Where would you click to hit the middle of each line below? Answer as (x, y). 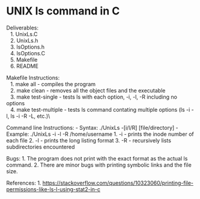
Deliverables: (23, 28)
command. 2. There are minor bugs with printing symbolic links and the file (99, 165)
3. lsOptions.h (27, 47)
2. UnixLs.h (24, 40)
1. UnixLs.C (24, 34)
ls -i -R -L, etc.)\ (30, 116)
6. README (24, 66)
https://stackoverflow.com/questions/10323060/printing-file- (118, 183)
